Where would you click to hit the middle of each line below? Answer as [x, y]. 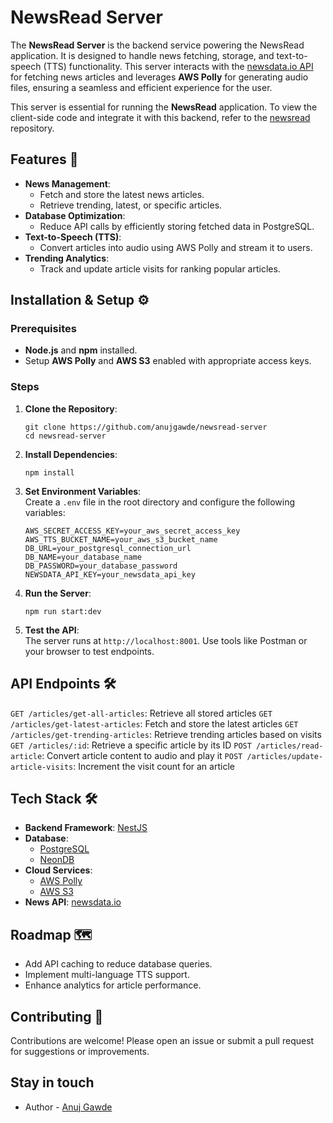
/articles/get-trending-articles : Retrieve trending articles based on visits [166, 734]
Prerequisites [43, 329]
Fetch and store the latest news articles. [122, 194]
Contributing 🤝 [57, 1016]
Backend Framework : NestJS [86, 828]
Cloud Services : [58, 870]
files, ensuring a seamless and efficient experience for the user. [141, 87]
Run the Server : [58, 593]
